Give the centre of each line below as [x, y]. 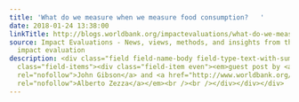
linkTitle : [29, 34]
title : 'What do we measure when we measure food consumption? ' [137, 17]
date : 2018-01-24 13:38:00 [59, 26]
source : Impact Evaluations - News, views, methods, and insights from [145, 42]
